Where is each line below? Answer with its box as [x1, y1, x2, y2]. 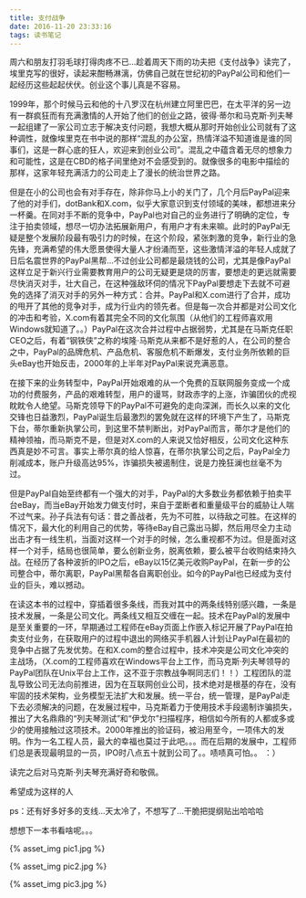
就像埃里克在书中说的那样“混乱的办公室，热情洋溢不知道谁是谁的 [40, 133, 285, 144]
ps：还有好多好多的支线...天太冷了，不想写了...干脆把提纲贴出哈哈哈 [9, 806, 264, 817]
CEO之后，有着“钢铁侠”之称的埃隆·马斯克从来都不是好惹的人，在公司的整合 [9, 335, 291, 346]
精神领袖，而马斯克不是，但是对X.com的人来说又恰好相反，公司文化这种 [9, 435, 281, 446]
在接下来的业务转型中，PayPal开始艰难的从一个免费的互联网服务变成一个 [9, 377, 282, 388]
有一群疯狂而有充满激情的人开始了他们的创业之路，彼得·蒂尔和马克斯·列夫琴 [9, 111, 294, 121]
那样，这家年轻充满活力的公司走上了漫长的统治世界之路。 [9, 167, 225, 178]
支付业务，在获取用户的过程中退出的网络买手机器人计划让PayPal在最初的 [16, 633, 291, 644]
